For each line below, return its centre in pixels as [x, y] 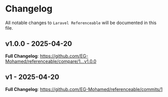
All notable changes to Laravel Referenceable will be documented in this [81, 23]
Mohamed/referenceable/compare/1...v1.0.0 [51, 61]
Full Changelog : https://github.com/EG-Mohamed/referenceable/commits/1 [84, 89]
